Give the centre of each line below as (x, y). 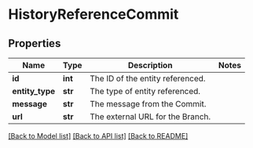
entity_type (34, 91)
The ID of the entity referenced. (148, 78)
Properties (35, 43)
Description (150, 65)
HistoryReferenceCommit (93, 14)
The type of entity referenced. (145, 91)
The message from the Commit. (148, 104)
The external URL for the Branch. (150, 117)
